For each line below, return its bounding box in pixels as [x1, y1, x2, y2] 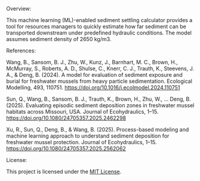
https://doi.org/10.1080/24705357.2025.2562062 [6, 145, 127, 152]
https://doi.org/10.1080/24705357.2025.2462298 [6, 114, 127, 121]
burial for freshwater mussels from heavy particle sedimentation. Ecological [6, 77, 193, 85]
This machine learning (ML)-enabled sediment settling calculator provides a [6, 17, 193, 23]
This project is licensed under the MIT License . [6, 168, 122, 175]
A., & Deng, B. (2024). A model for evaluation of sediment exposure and [6, 71, 183, 78]
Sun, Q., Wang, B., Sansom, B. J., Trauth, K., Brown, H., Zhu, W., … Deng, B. [6, 95, 191, 102]
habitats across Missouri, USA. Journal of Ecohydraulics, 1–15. [6, 108, 159, 115]
